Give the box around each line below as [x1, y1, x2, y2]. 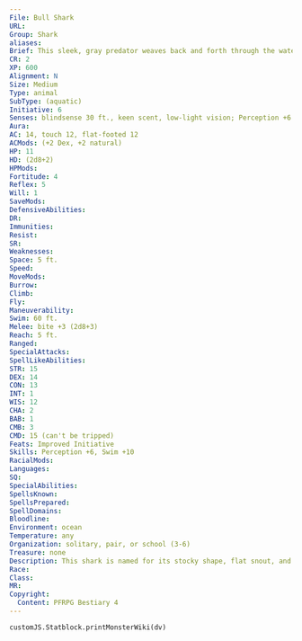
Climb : [9, 289, 34, 298]
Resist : [9, 230, 39, 239]
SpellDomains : [9, 506, 63, 515]
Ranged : [9, 339, 39, 348]
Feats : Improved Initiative [9, 440, 115, 449]
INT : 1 [9, 389, 34, 398]
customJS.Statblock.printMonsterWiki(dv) [9, 622, 167, 632]
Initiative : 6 [9, 105, 63, 114]
